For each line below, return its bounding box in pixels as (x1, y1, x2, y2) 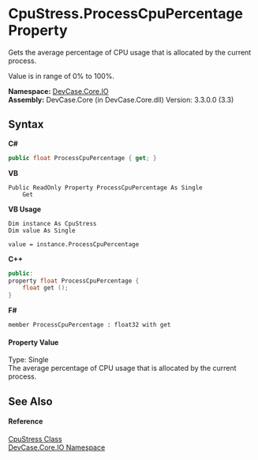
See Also (8, 395, 53, 408)
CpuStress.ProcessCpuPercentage (8, 5, 243, 23)
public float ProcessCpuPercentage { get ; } (8, 154, 157, 162)
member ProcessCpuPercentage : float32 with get (8, 321, 171, 329)
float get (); (22, 284, 69, 292)
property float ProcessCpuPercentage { (8, 277, 140, 285)
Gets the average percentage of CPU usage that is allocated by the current (8, 47, 252, 57)
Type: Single (8, 355, 49, 365)
